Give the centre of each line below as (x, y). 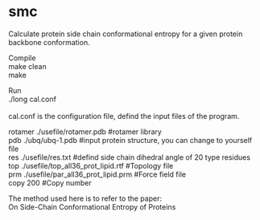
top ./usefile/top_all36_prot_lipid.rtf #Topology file (91, 165)
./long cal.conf (32, 99)
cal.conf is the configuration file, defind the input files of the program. (124, 116)
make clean (27, 66)
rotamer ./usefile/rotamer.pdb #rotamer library (85, 132)
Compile (22, 58)
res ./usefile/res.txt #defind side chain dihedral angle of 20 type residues (130, 157)
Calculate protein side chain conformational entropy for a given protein (126, 34)
